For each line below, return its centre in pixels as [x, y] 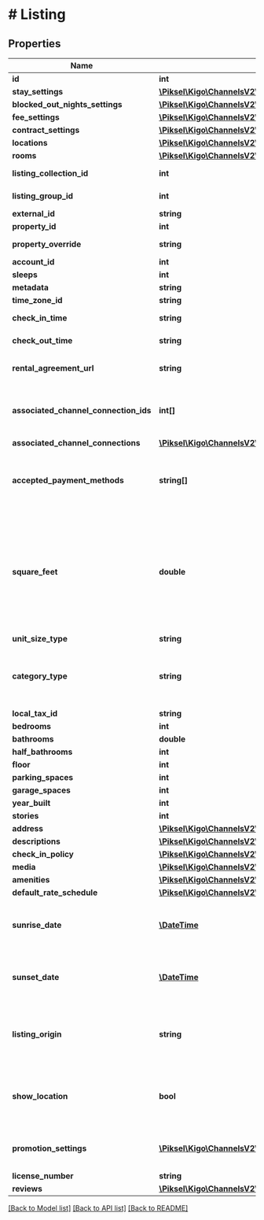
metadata [30, 287]
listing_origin [37, 1034]
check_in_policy [43, 854]
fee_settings [36, 117]
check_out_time [42, 340]
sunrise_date [37, 925]
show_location [40, 1096]
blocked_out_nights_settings [67, 104]
